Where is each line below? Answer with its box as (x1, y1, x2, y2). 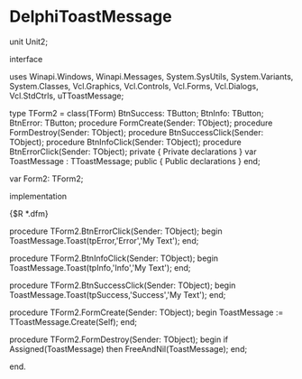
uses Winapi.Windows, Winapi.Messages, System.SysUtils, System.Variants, (9, 70, 294, 82)
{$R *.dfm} (9, 208, 50, 218)
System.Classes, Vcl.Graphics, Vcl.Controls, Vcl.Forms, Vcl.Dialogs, (9, 80, 259, 91)
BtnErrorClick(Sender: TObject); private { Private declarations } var (9, 146, 257, 157)
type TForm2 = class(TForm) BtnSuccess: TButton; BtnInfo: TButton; (9, 107, 264, 118)
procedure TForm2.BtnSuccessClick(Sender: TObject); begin (9, 280, 236, 291)
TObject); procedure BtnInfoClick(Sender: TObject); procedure (9, 136, 242, 147)
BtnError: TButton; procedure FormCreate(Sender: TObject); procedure (9, 117, 273, 128)
